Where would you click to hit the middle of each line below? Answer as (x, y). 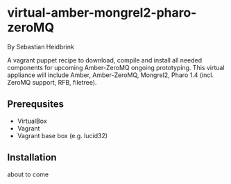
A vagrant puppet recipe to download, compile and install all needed (105, 60)
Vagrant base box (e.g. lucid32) (62, 135)
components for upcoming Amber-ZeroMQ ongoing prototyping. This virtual (116, 67)
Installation (32, 158)
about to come (28, 174)
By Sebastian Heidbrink (41, 47)
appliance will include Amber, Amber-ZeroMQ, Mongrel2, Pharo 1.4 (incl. (110, 75)
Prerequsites (36, 104)
